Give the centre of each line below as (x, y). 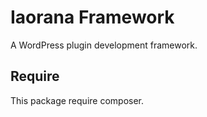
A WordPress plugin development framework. (104, 45)
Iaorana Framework (92, 17)
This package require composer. (77, 100)
